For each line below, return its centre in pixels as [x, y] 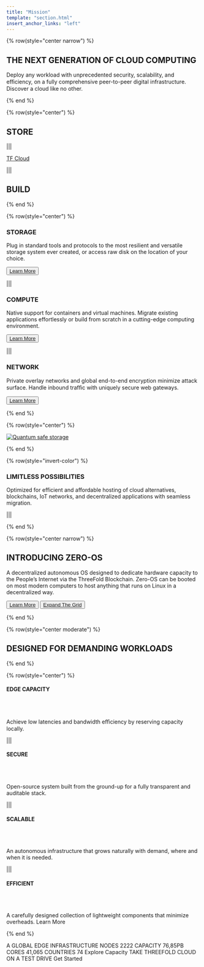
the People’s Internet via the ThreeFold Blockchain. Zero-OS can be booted [101, 579]
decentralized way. [30, 592]
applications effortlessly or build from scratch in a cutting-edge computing [100, 319]
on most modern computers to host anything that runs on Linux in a [91, 586]
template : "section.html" [39, 18]
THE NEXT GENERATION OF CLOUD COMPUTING [101, 60]
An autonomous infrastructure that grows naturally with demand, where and [102, 851]
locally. [15, 728]
